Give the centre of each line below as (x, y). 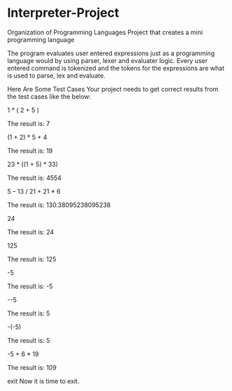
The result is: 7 (29, 123)
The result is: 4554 (34, 178)
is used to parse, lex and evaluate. (57, 76)
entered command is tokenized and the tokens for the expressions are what (116, 68)
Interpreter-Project (63, 13)
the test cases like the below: (49, 97)
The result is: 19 (30, 150)
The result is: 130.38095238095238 (59, 205)
